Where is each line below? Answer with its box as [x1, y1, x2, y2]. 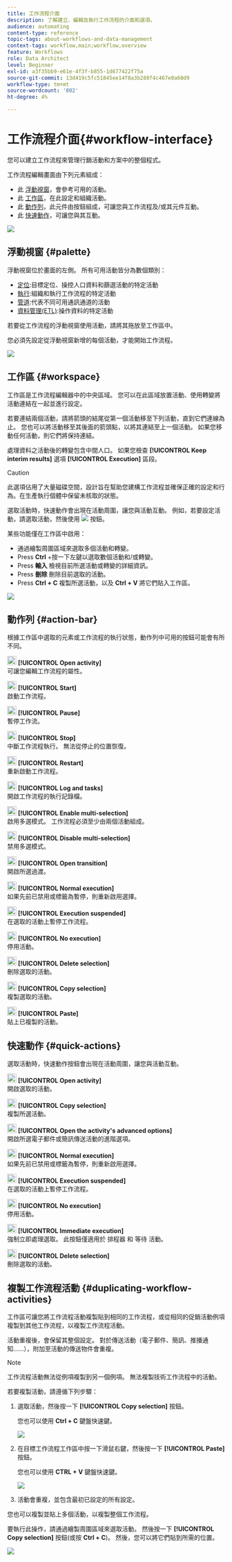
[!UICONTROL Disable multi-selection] [17, 834, 130, 843]
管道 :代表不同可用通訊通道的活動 [17, 298, 110, 306]
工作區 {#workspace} [7, 371, 101, 383]
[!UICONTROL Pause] [17, 709, 81, 717]
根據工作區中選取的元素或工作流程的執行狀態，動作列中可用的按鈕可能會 [7, 633, 213, 641]
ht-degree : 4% [7, 94, 48, 101]
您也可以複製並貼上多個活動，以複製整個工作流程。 [7, 1510, 153, 1518]
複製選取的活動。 [7, 992, 56, 1001]
